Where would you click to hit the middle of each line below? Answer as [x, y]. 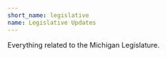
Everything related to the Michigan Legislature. [83, 45]
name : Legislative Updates [52, 23]
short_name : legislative [48, 15]
